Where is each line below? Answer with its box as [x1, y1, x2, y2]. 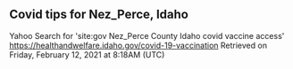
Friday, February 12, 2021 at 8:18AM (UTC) [9, 49, 165, 60]
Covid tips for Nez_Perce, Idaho [9, 7, 189, 22]
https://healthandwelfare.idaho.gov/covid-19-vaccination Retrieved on [9, 40, 268, 50]
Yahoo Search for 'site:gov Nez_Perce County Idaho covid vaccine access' [9, 30, 285, 41]
